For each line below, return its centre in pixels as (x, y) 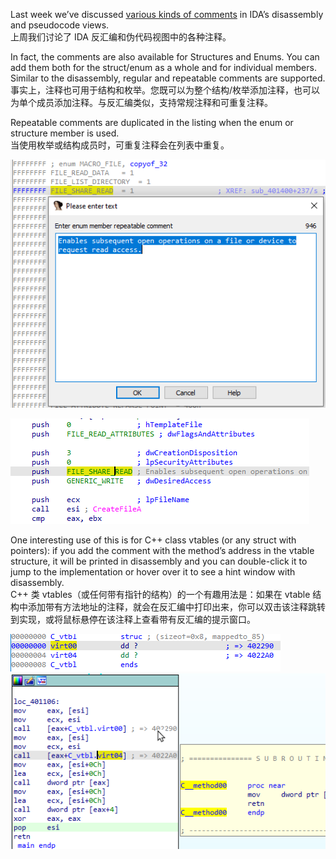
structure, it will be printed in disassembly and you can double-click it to (159, 561)
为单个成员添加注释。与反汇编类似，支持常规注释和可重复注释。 (141, 102)
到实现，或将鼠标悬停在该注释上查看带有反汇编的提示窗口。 (133, 620)
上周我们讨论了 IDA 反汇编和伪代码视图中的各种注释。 (121, 37)
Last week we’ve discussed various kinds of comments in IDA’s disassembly (167, 14)
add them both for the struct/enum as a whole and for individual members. (163, 67)
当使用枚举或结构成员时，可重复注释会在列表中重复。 (120, 145)
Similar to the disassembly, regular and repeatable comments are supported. (168, 78)
